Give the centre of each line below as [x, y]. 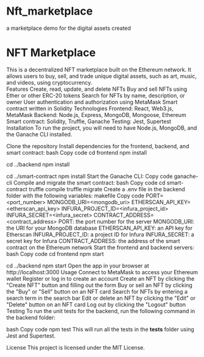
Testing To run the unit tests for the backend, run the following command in [101, 311]
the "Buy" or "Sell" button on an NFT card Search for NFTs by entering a [97, 291]
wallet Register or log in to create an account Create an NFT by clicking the [100, 278]
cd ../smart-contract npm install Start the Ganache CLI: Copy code [90, 176]
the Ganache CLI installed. [39, 134]
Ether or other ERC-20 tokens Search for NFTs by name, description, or [96, 95]
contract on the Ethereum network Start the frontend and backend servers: [100, 247]
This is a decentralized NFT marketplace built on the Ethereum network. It [99, 69]
